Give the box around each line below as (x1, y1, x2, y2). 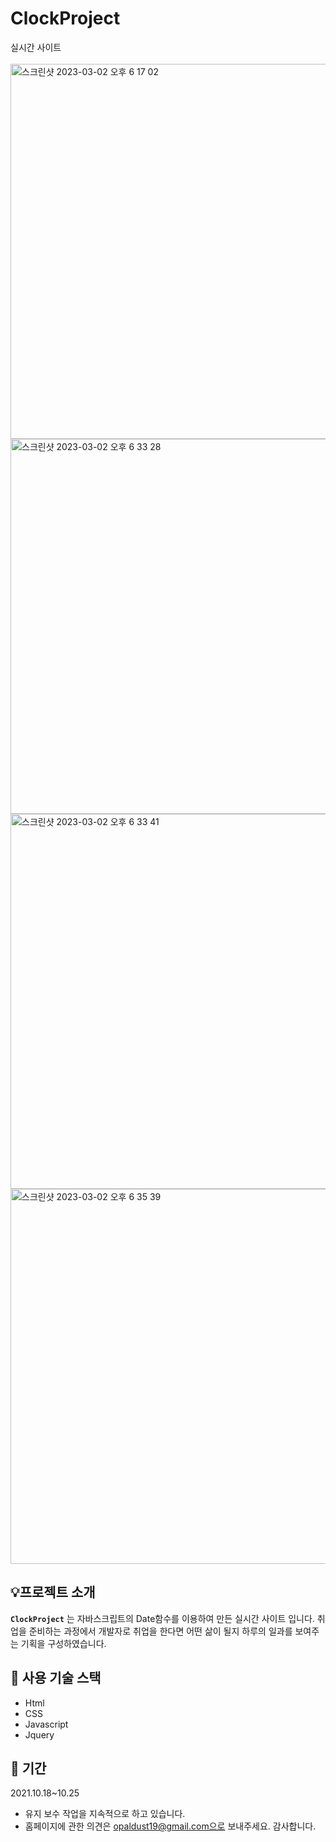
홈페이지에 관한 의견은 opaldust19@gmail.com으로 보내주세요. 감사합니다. (24, 1820, 317, 1832)
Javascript (24, 1718, 69, 1730)
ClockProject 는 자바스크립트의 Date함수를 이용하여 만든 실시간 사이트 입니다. (10, 1612, 315, 1624)
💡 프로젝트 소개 (10, 1584, 96, 1601)
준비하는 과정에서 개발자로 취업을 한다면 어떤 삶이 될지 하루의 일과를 (28, 1625, 293, 1637)
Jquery (24, 1728, 55, 1741)
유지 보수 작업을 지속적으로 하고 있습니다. (24, 1808, 186, 1820)
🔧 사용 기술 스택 (10, 1670, 102, 1687)
